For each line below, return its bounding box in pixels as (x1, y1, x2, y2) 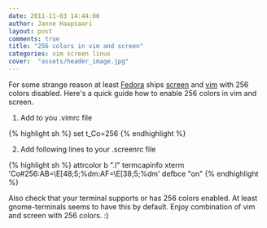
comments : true (8, 34, 60, 43)
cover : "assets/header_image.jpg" (8, 58, 129, 66)
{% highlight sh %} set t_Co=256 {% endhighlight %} (8, 128, 186, 138)
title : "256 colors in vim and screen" (8, 42, 144, 50)
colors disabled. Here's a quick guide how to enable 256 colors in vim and (8, 88, 257, 98)
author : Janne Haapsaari (8, 20, 93, 28)
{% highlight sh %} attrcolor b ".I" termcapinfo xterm (8, 160, 185, 169)
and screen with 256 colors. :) (8, 210, 109, 220)
